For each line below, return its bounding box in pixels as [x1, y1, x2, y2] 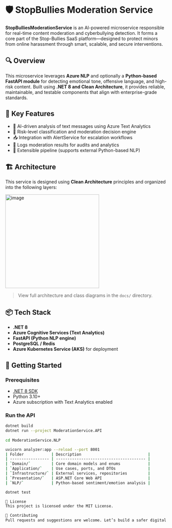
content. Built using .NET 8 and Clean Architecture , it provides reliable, [14, 83, 166, 90]
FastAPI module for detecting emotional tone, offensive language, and [5, 78, 155, 84]
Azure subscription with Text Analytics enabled [12, 399, 113, 405]
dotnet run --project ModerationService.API [5, 428, 102, 433]
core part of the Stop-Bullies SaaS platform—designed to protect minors [5, 35, 158, 42]
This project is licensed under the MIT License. [5, 504, 114, 509]
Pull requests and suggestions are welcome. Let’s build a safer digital [5, 518, 167, 523]
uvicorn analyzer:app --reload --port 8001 [5, 447, 100, 452]
